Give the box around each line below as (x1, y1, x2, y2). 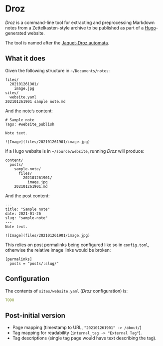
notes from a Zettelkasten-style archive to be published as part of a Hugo (5, 24, 156, 30)
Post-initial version (5, 311, 66, 320)
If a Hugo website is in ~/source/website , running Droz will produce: (5, 148, 145, 154)
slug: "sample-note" (5, 215, 48, 220)
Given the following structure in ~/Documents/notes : (5, 67, 110, 73)
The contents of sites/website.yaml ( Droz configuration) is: (5, 288, 128, 294)
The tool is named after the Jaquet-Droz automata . (5, 39, 110, 45)
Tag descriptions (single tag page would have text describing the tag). (12, 335, 157, 341)
